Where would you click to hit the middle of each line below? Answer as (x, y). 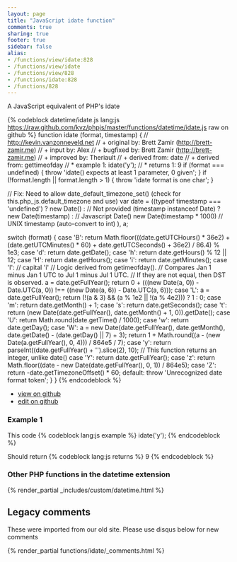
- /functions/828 (33, 86)
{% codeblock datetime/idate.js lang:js (64, 120)
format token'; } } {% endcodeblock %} (64, 380)
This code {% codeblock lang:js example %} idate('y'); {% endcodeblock (114, 435)
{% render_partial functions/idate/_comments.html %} (86, 550)
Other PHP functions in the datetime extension (89, 474)
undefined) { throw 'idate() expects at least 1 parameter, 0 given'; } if (107, 172)
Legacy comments (49, 512)
